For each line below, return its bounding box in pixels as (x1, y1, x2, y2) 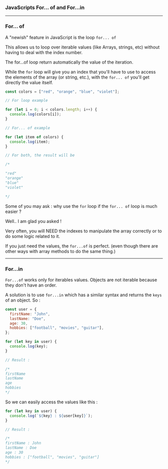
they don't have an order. (5, 282, 57, 288)
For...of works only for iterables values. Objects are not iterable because (5, 277, 157, 283)
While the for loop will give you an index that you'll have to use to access (5, 69, 156, 75)
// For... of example (5, 125, 50, 130)
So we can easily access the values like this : (5, 399, 98, 405)
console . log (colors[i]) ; (9, 112, 61, 117)
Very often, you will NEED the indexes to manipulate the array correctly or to (5, 227, 162, 234)
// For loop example (5, 98, 48, 103)
